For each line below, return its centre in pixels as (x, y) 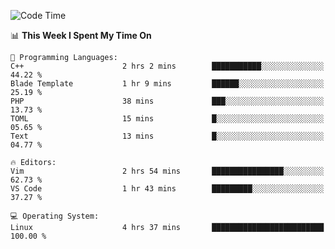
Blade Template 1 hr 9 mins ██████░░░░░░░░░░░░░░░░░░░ (167, 84)
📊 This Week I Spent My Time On (81, 35)
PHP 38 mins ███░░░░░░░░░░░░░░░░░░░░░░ (167, 101)
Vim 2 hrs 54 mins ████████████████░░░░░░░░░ (167, 171)
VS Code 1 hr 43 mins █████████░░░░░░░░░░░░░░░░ (167, 189)
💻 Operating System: (55, 216)
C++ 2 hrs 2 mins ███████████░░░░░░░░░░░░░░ (167, 66)
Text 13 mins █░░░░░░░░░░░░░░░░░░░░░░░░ (167, 136)
